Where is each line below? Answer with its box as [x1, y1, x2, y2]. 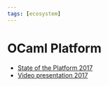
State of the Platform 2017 [17, 64, 93, 72]
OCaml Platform [7, 40, 102, 56]
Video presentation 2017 [17, 71, 88, 79]
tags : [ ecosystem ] [7, 10, 61, 17]
